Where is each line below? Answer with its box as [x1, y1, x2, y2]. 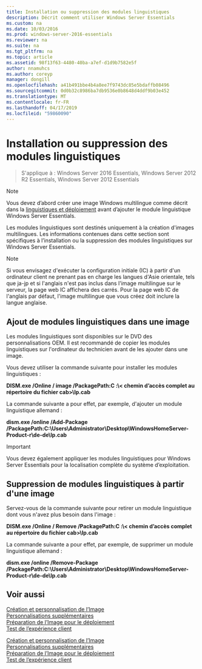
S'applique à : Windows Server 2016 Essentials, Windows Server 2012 [21, 169, 197, 176]
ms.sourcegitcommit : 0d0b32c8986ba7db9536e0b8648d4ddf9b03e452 [6, 88, 170, 94]
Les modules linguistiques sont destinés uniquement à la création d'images [6, 224, 194, 231]
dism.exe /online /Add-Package [6, 419, 88, 426]
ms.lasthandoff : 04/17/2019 [6, 104, 78, 111]
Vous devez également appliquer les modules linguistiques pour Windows [6, 455, 191, 462]
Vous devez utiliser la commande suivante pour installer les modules [6, 364, 178, 371]
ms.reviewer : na [6, 37, 47, 43]
